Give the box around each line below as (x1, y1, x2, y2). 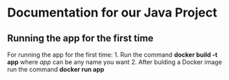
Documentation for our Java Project (7, 5, 217, 21)
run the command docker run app (7, 66, 105, 73)
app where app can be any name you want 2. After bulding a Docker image (7, 58, 222, 66)
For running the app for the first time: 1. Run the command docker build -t (7, 50, 218, 59)
